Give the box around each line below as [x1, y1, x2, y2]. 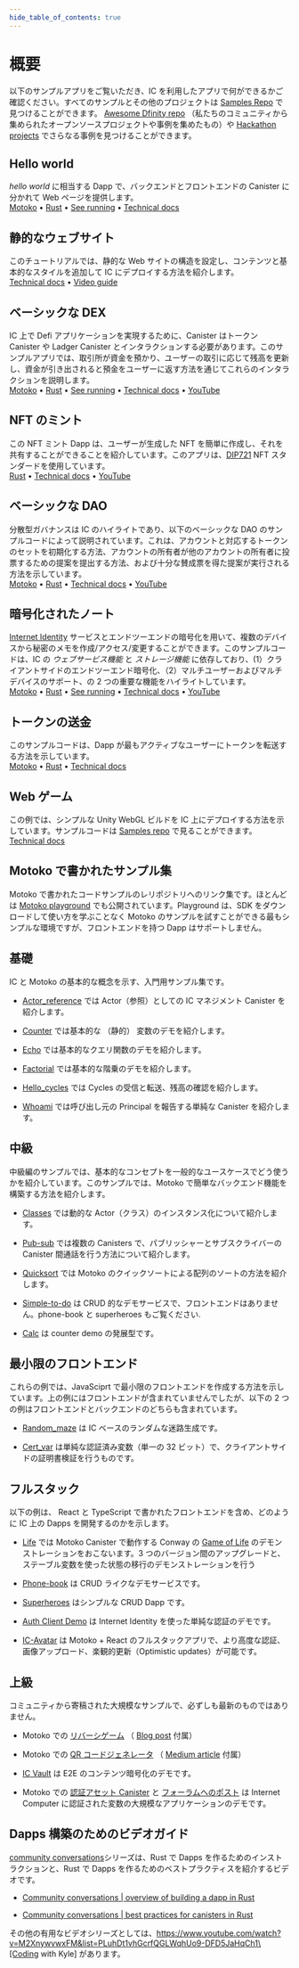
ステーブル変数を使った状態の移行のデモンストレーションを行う [21, 1559, 256, 1570]
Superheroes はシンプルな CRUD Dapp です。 [21, 1597, 190, 1608]
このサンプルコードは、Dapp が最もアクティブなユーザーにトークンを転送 [9, 740, 279, 750]
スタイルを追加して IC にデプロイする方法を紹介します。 [32, 266, 239, 277]
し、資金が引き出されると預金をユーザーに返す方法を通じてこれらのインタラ [9, 364, 290, 374]
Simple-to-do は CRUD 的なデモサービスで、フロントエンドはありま [21, 1298, 271, 1308]
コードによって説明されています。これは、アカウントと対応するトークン [24, 535, 288, 545]
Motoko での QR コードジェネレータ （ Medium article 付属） [21, 1749, 246, 1759]
